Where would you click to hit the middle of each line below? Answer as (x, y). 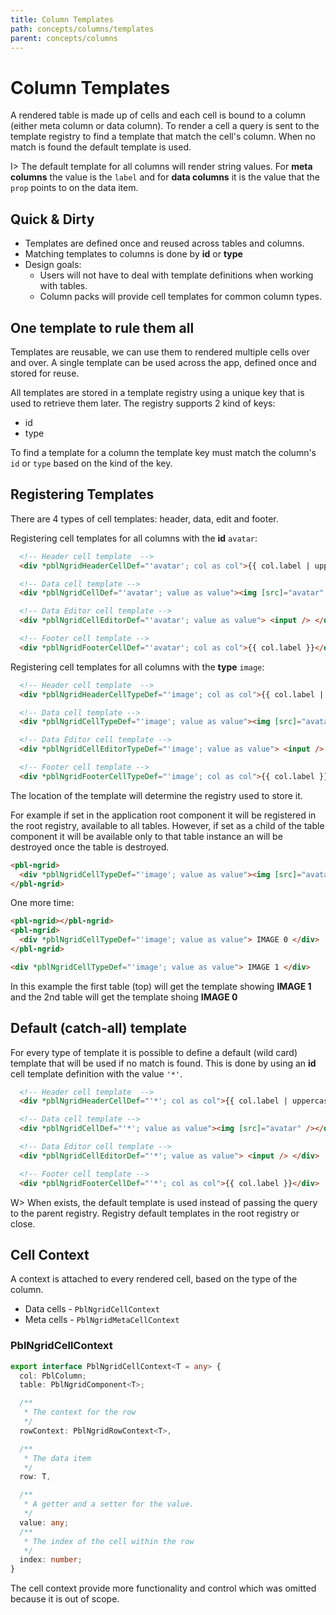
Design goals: (53, 265)
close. (23, 1223)
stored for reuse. (45, 373)
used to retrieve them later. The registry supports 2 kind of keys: (143, 403)
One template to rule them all (102, 327)
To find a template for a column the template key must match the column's (163, 452)
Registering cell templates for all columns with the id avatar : (134, 538)
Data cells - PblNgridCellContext (92, 1309)
